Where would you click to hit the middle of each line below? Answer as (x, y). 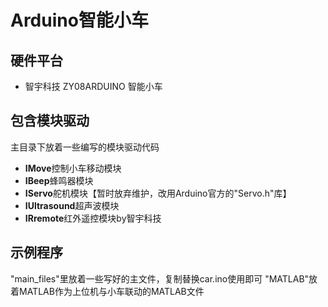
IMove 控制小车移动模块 (73, 168)
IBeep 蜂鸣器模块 (59, 180)
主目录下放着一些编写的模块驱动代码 (85, 147)
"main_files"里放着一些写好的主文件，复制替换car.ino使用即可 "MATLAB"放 (164, 278)
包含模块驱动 (50, 121)
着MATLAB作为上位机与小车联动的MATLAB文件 (107, 291)
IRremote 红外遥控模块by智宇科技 (93, 218)
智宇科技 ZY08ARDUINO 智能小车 (93, 86)
